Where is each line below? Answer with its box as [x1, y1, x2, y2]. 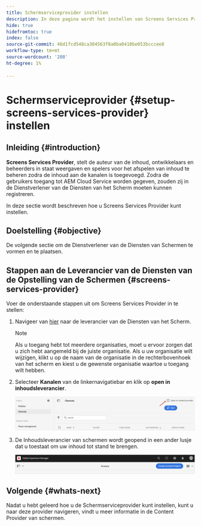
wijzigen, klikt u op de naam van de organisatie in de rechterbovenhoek [14, 354, 191, 361]
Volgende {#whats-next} [6, 486, 102, 496]
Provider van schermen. [6, 515, 66, 522]
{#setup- [129, 93, 175, 107]
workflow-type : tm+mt [6, 48, 60, 54]
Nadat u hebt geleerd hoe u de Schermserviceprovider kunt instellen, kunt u [6, 501, 193, 509]
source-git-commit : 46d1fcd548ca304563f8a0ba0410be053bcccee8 [6, 41, 165, 47]
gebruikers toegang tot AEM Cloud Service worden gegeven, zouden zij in [6, 178, 189, 185]
